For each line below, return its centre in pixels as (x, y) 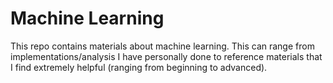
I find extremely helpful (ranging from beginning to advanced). (139, 67)
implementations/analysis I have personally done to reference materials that (166, 56)
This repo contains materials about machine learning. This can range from (162, 46)
